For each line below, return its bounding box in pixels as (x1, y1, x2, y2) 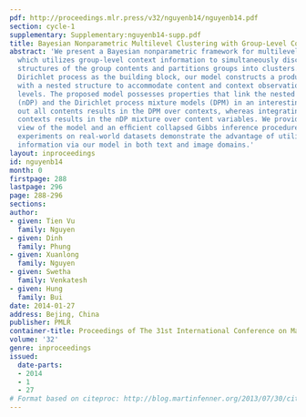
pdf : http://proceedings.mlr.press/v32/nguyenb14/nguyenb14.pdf (9, 13, 259, 23)
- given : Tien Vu (9, 216, 76, 226)
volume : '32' (9, 335, 59, 344)
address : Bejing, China (9, 310, 100, 319)
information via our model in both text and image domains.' (17, 140, 255, 149)
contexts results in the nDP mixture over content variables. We (17, 115, 271, 124)
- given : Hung (9, 284, 64, 293)
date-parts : (17, 361, 64, 370)
